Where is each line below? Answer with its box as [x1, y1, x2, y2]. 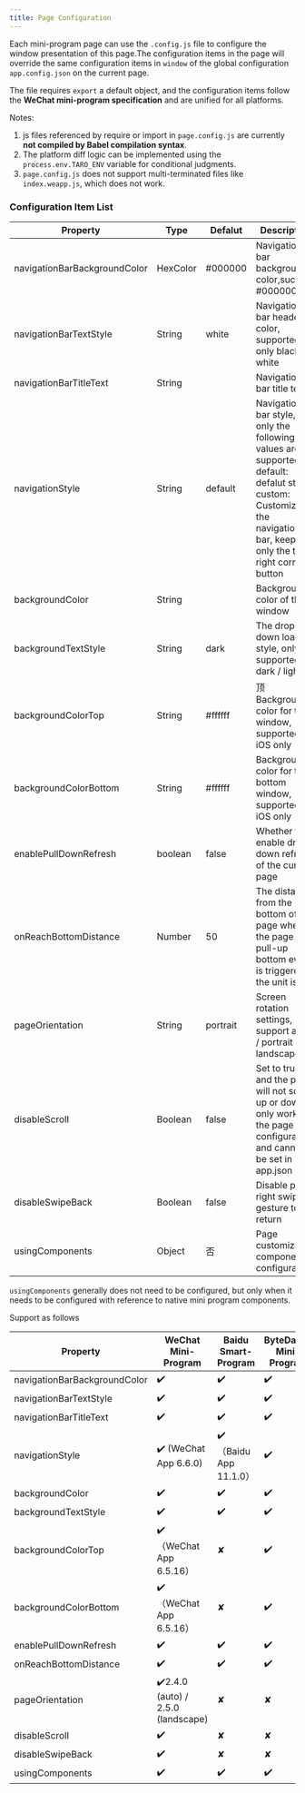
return [255, 1213, 282, 1226]
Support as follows [9, 1312, 80, 1323]
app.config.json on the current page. [9, 67, 150, 78]
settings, [255, 1013, 293, 1026]
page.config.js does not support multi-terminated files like [22, 168, 244, 179]
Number [156, 930, 192, 942]
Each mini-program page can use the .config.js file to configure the [9, 38, 267, 49]
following [255, 430, 295, 443]
